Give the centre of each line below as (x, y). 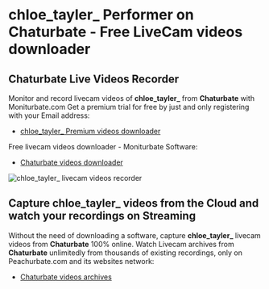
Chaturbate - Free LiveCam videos (126, 32)
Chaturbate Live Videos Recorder (94, 79)
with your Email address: (49, 115)
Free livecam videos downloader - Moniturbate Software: (103, 147)
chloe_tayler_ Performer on (101, 15)
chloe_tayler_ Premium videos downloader (90, 131)
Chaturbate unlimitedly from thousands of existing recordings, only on (126, 253)
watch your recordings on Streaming (102, 216)
